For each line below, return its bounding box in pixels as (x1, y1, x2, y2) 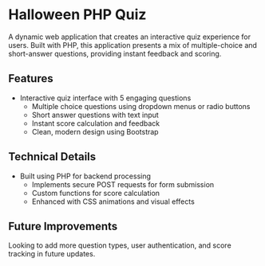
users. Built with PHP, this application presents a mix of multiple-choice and (8, 40, 258, 49)
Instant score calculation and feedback (31, 118, 160, 128)
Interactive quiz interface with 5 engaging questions (19, 93, 192, 103)
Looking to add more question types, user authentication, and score (8, 241, 231, 250)
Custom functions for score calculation (31, 188, 160, 198)
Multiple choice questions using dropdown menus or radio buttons (31, 101, 251, 111)
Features (8, 72, 53, 85)
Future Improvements (8, 219, 118, 233)
